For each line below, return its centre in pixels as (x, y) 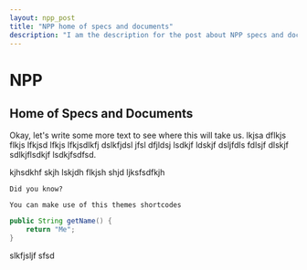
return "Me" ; (51, 230)
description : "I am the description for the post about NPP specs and (147, 35)
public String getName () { (61, 221)
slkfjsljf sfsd (32, 255)
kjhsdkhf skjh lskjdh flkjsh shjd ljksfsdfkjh (87, 172)
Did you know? (37, 189)
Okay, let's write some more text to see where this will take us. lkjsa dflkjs (148, 135)
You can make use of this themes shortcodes (95, 205)
